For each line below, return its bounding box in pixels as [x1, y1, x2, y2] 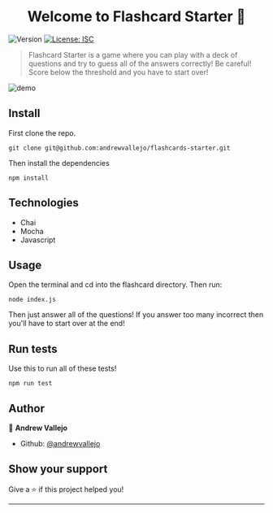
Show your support [8, 463, 108, 476]
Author [8, 402, 45, 415]
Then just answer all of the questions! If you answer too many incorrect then [8, 310, 264, 320]
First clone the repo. [8, 128, 76, 137]
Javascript [19, 235, 56, 245]
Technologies [8, 196, 80, 210]
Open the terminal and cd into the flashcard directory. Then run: [8, 280, 223, 289]
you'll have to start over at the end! [8, 319, 125, 328]
